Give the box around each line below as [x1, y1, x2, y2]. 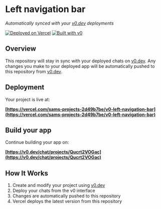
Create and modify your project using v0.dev [12, 182, 105, 188]
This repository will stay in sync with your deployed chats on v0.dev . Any [5, 58, 156, 64]
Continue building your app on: [5, 139, 69, 145]
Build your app [5, 126, 52, 134]
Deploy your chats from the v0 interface [12, 187, 95, 194]
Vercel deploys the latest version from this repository [12, 198, 122, 204]
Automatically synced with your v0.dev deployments [5, 20, 114, 26]
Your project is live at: [5, 96, 50, 102]
